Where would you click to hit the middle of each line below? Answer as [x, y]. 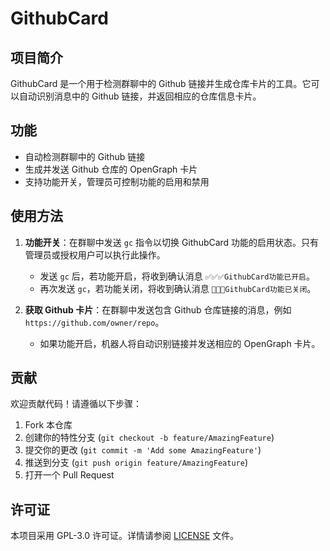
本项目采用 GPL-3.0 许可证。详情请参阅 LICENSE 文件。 [125, 536]
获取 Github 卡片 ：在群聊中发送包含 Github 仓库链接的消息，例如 [158, 309]
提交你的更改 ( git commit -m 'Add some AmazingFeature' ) [143, 450]
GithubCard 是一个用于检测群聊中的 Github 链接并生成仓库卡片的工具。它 [161, 83]
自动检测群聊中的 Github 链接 [85, 156]
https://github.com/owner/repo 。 [94, 322]
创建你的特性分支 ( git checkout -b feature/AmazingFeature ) [149, 438]
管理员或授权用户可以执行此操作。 [95, 254]
